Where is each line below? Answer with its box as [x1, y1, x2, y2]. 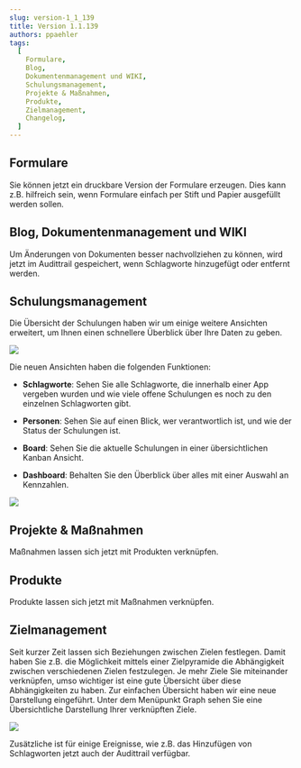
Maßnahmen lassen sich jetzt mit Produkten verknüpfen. [9, 546, 219, 557]
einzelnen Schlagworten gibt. [22, 398, 132, 409]
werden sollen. [9, 198, 65, 209]
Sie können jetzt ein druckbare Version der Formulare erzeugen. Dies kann [9, 179, 287, 190]
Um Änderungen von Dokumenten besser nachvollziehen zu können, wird [9, 249, 284, 260]
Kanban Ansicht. [22, 453, 84, 463]
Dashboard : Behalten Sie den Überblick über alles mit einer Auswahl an [22, 470, 289, 480]
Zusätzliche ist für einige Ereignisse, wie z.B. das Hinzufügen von [9, 738, 252, 749]
